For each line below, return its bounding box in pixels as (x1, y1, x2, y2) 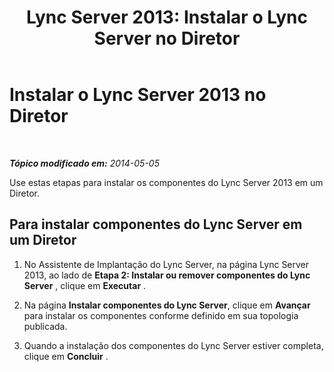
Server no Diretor (93, 27, 241, 50)
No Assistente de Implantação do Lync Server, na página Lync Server (23, 258, 310, 270)
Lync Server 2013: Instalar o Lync (26, 6, 308, 29)
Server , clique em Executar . (23, 279, 147, 291)
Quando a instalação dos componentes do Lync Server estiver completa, (23, 339, 324, 351)
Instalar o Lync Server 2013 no (9, 84, 267, 106)
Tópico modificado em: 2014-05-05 (9, 157, 160, 169)
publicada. (23, 320, 68, 332)
